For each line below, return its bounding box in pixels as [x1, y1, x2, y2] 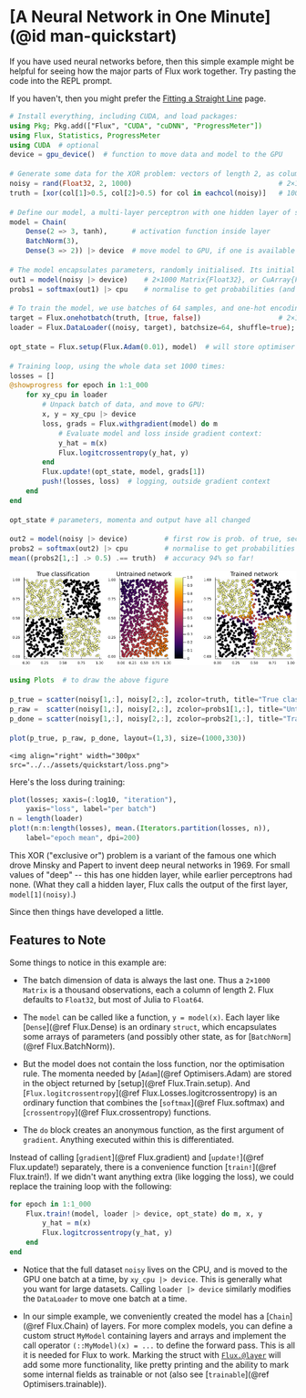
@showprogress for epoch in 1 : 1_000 [9, 381, 148, 390]
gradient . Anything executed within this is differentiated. [22, 1134, 235, 1145]
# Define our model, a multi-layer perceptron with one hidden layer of [9, 208, 291, 217]
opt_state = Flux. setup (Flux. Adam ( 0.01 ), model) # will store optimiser [9, 342, 296, 352]
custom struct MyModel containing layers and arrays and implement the [22, 1330, 287, 1341]
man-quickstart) [49, 26, 178, 46]
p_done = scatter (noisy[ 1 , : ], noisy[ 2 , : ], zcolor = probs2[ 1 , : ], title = [9, 714, 283, 724]
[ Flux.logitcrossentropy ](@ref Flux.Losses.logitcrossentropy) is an [22, 1087, 278, 1098]
